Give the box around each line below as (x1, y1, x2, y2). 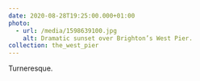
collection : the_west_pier (8, 42, 99, 50)
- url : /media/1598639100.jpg (15, 26, 117, 34)
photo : (8, 19, 31, 27)
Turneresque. (8, 63, 53, 73)
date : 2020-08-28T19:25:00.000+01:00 (8, 11, 135, 20)
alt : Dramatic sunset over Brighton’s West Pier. (23, 34, 194, 43)
